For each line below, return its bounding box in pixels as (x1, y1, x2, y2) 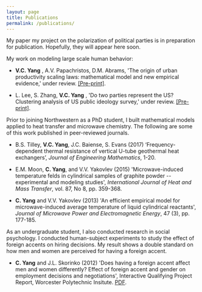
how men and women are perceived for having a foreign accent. (6, 248, 167, 255)
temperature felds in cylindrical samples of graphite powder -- (15, 172, 172, 179)
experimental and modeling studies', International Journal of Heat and (15, 179, 192, 186)
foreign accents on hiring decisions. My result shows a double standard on (6, 241, 193, 248)
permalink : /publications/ (6, 20, 75, 26)
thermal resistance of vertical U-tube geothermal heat (44, 147, 179, 155)
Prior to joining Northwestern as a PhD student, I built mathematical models (6, 116, 195, 123)
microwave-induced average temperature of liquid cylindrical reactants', (15, 203, 197, 210)
